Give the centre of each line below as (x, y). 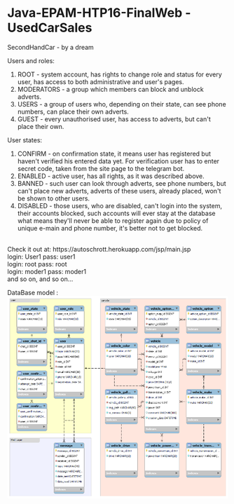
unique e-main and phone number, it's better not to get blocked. (110, 228)
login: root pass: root (37, 264)
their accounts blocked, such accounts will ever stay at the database (116, 213)
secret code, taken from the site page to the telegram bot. (101, 168)
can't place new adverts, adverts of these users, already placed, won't (119, 191)
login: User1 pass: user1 (41, 257)
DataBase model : (33, 292)
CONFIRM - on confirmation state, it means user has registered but (114, 154)
